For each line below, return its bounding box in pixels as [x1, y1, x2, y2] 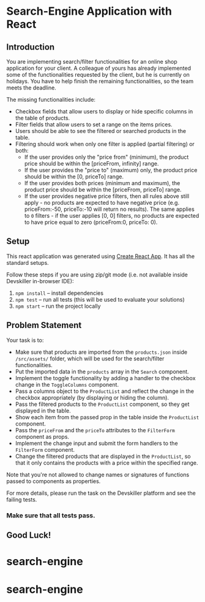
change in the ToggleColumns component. [15, 381, 119, 388]
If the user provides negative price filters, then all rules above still [24, 192, 190, 200]
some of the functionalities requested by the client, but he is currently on [6, 71, 190, 78]
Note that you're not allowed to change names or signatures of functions [6, 471, 190, 478]
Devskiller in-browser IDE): [6, 277, 74, 284]
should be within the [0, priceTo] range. [24, 173, 124, 180]
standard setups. [6, 259, 49, 266]
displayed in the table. [15, 406, 72, 414]
